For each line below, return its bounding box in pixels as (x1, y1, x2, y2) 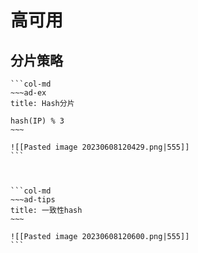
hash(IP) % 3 (10, 116, 65, 126)
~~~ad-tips (10, 195, 56, 205)
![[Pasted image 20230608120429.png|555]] (10, 142, 190, 152)
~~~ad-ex (10, 88, 47, 98)
